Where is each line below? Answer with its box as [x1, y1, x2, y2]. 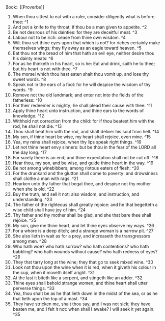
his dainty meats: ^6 [12, 56, 54, 61]
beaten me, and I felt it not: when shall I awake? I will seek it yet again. [12, 306, 155, 312]
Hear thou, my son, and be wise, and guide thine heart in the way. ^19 [12, 160, 154, 166]
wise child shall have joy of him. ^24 [12, 207, 86, 213]
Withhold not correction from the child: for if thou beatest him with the [12, 118, 155, 124]
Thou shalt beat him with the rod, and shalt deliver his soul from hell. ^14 [12, 129, 159, 134]
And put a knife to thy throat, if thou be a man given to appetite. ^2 [12, 24, 147, 30]
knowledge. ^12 [12, 113, 45, 118]
